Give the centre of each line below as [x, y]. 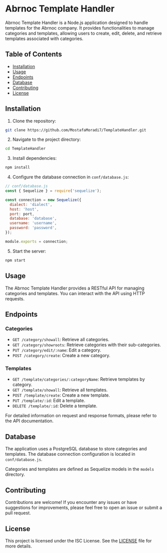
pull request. [18, 513]
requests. [15, 299]
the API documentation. [29, 421]
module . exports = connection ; [37, 241]
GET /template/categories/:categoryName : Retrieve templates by [78, 379]
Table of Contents [34, 54]
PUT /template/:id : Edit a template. [49, 401]
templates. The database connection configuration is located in [70, 454]
